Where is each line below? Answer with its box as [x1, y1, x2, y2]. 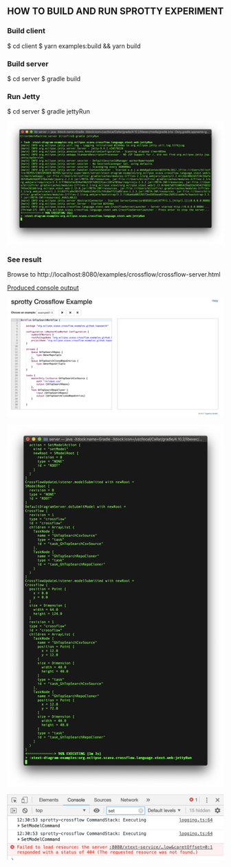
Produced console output [7, 283, 79, 292]
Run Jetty [7, 92, 41, 101]
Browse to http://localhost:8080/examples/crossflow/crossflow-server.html [7, 270, 221, 279]
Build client [7, 26, 46, 36]
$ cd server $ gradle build [7, 74, 81, 83]
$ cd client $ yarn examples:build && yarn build [7, 41, 141, 50]
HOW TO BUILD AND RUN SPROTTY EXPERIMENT [7, 6, 224, 17]
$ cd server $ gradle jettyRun [7, 107, 91, 116]
